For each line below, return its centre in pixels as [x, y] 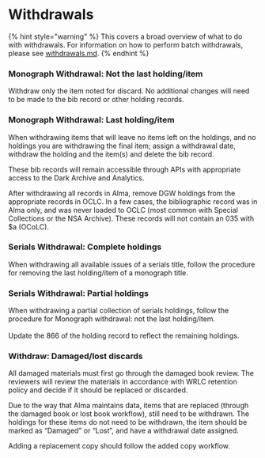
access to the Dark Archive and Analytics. [76, 178]
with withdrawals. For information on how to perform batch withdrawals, [126, 44]
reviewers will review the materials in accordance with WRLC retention [123, 382]
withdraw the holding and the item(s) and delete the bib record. [112, 154]
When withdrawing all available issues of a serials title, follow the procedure [132, 264]
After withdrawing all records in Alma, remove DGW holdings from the [122, 193]
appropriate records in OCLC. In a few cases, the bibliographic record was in [133, 201]
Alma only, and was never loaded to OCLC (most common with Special [123, 210]
